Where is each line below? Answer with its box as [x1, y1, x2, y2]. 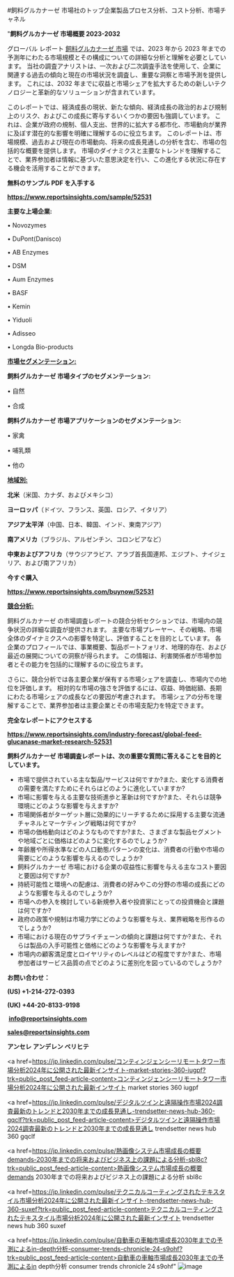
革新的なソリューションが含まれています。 [37, 88, 159, 96]
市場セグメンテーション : [7, 357, 77, 365]
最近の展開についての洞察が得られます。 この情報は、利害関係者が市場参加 [7, 652, 222, 659]
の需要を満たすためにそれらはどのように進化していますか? [17, 784, 186, 792]
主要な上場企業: [7, 207, 52, 215]
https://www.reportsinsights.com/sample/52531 [7, 193, 152, 201]
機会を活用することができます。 [13, 164, 104, 172]
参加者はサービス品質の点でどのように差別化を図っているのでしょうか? [17, 959, 222, 966]
